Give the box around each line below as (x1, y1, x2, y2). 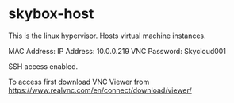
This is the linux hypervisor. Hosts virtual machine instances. (8, 31, 206, 40)
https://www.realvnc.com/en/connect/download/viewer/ (8, 85, 192, 95)
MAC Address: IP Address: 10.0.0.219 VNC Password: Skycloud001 (8, 46, 226, 55)
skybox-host (8, 5, 94, 23)
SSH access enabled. (8, 61, 79, 71)
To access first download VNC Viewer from (8, 77, 150, 86)
